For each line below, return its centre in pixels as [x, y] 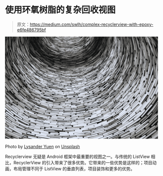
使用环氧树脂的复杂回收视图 [60, 10]
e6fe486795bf [31, 30]
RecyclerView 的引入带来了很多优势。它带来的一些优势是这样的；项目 [83, 162]
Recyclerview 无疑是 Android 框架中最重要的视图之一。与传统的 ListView [78, 157]
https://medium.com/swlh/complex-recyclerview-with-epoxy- [92, 24]
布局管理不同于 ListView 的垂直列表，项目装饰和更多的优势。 [74, 169]
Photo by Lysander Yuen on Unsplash [42, 146]
